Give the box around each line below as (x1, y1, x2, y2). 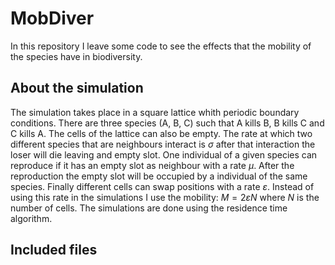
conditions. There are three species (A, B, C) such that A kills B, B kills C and (10, 117, 325, 129)
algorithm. (10, 212, 53, 224)
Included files (10, 242, 98, 259)
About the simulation (10, 80, 144, 97)
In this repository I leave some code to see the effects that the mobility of (10, 40, 312, 52)
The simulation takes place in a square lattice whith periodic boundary (10, 106, 300, 118)
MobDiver (10, 7, 95, 30)
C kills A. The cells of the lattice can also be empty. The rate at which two (10, 127, 313, 139)
